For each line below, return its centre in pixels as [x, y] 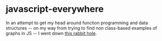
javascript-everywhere [55, 9]
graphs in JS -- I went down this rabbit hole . [51, 33]
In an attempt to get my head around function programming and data [77, 23]
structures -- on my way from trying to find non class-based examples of [82, 28]
